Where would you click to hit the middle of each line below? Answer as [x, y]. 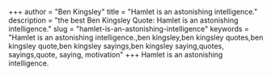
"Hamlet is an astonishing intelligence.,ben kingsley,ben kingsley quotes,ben [136, 37]
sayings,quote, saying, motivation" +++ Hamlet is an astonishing [116, 55]
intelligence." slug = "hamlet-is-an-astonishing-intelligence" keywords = [129, 29]
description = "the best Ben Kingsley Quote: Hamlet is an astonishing [123, 20]
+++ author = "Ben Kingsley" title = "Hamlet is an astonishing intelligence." [133, 12]
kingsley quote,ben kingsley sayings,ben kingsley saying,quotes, [116, 46]
